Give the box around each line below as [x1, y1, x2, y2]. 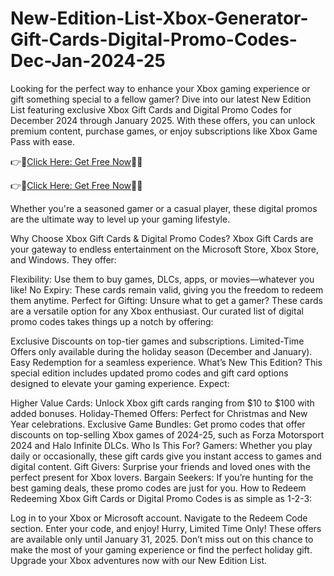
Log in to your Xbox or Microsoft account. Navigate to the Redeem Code [10, 512, 308, 524]
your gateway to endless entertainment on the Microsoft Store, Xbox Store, [10, 243, 320, 255]
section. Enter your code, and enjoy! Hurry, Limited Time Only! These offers [10, 522, 322, 534]
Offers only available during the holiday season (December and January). [10, 345, 313, 357]
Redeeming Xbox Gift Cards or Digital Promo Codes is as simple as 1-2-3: [10, 492, 313, 504]
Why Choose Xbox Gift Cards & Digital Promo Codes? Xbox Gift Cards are [10, 232, 314, 244]
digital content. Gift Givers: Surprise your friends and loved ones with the [10, 460, 311, 472]
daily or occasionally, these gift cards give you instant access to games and [10, 450, 322, 462]
